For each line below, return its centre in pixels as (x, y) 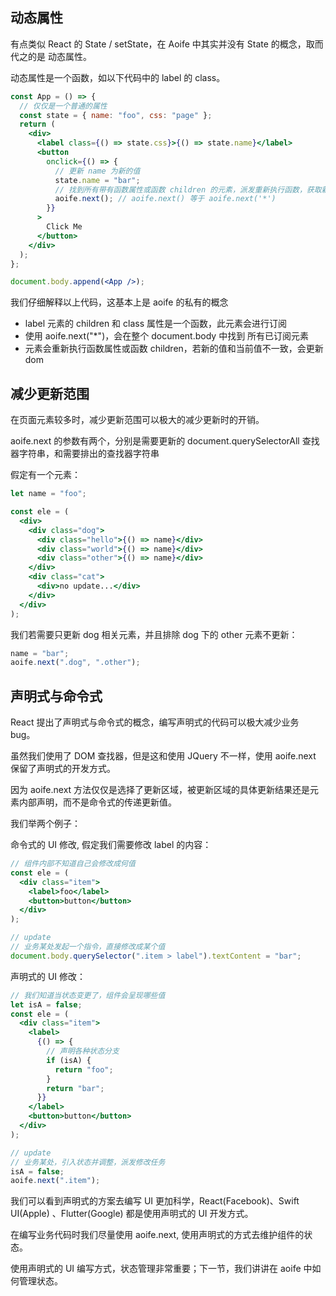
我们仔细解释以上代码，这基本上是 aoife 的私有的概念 (119, 302)
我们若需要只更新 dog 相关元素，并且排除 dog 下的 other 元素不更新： (154, 634)
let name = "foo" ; (48, 494)
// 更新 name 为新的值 (97, 171)
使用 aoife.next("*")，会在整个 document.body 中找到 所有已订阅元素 (167, 336)
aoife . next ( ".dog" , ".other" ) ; (75, 663)
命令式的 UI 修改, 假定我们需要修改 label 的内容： (111, 845)
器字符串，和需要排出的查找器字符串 (85, 454)
